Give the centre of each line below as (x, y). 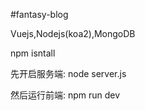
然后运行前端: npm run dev (65, 95)
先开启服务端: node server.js (68, 73)
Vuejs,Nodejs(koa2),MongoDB (73, 33)
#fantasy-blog (39, 14)
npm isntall (33, 53)
